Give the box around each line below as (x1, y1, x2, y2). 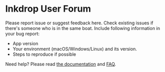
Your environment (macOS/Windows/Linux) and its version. (12, 46, 137, 52)
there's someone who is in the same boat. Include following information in (5, 25, 160, 31)
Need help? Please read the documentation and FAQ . (5, 61, 116, 67)
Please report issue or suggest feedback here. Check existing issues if (5, 20, 154, 26)
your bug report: (5, 30, 40, 37)
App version (12, 40, 39, 46)
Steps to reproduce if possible (12, 51, 76, 57)
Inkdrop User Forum (5, 3, 91, 15)
